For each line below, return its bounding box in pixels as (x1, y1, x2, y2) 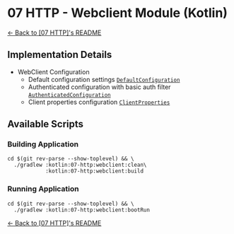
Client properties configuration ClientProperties (28, 98, 170, 106)
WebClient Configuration (17, 67, 90, 76)
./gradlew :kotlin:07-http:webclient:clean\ (13, 161, 147, 169)
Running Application (7, 184, 79, 194)
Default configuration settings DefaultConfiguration (28, 75, 180, 83)
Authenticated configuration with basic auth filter (28, 83, 171, 91)
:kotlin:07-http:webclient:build (45, 168, 144, 175)
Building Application (7, 139, 79, 149)
